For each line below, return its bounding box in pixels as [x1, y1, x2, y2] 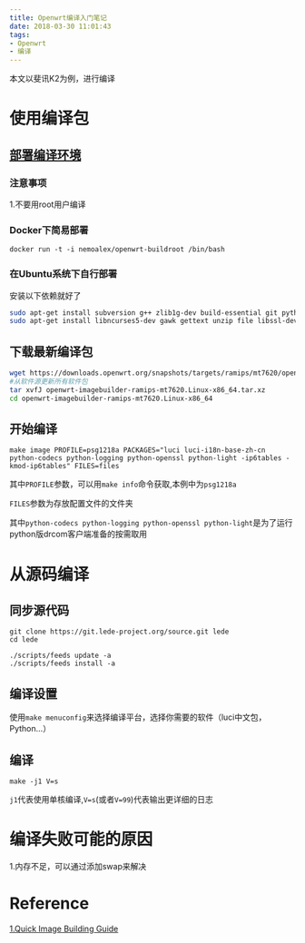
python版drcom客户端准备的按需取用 [9, 528, 148, 540]
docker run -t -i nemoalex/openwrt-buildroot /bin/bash [9, 245, 225, 254]
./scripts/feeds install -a [9, 659, 116, 668]
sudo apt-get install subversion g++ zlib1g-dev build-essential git [9, 308, 279, 318]
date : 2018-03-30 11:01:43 [9, 22, 112, 31]
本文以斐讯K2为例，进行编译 [9, 74, 115, 84]
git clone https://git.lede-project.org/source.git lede [9, 627, 230, 636]
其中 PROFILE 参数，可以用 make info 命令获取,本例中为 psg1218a [9, 478, 237, 490]
